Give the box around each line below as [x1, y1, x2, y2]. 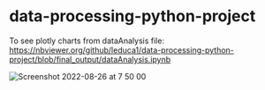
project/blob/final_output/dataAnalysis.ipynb [9, 54, 171, 64]
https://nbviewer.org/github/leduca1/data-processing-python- [9, 44, 234, 55]
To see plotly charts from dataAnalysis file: [9, 35, 165, 46]
